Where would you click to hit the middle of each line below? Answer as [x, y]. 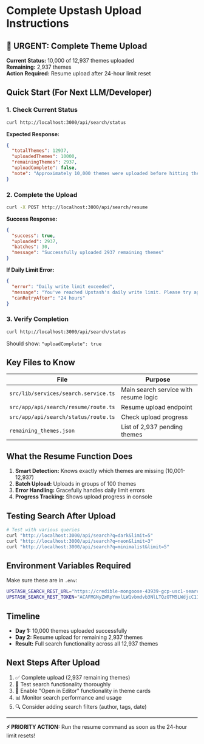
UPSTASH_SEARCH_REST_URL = [39, 591]
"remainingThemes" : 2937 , [45, 162]
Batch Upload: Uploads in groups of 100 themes [76, 484]
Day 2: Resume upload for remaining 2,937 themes [79, 637]
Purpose [158, 379]
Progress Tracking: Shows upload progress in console [84, 497]
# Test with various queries [43, 530]
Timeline [23, 616]
